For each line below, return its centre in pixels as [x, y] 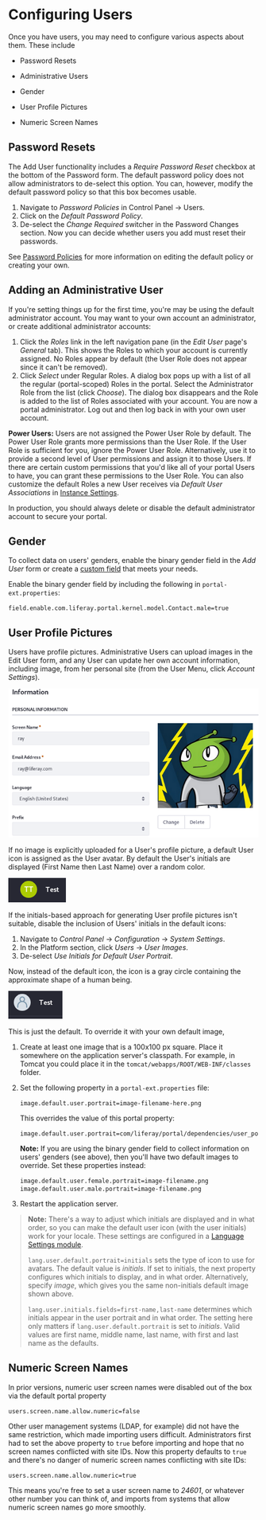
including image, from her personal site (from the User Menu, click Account [132, 669]
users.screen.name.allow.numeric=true [72, 1475]
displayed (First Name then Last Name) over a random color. [107, 866]
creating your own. [39, 265]
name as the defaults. [63, 1342]
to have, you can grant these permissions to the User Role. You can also [126, 475]
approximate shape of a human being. [70, 979]
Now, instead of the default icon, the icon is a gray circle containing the [125, 971]
